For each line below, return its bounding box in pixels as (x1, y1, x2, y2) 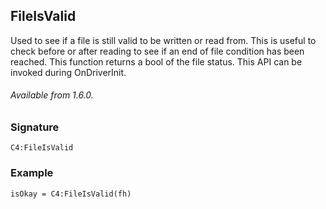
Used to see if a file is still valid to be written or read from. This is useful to (10, 34, 317, 46)
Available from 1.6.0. (10, 89, 94, 101)
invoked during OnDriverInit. (10, 66, 127, 78)
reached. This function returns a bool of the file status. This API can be (10, 55, 303, 68)
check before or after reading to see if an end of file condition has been (10, 45, 305, 57)
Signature (10, 120, 60, 134)
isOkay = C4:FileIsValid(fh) (10, 189, 132, 199)
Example (10, 166, 54, 180)
